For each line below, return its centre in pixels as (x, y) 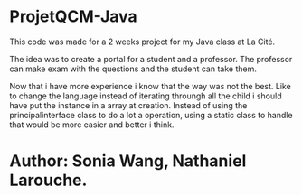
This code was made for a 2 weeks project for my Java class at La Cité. (142, 42)
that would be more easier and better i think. (92, 125)
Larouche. (48, 180)
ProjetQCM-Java (73, 17)
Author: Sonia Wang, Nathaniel (128, 161)
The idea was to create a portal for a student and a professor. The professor (151, 59)
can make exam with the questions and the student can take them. (133, 69)
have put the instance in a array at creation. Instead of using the (128, 105)
